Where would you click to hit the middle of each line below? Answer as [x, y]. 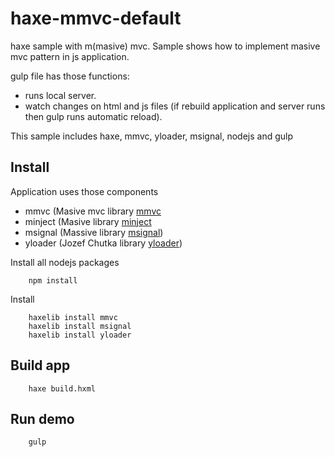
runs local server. [60, 95]
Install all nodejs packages [65, 262]
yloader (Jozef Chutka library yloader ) [103, 243]
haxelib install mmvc [73, 317]
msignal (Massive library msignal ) [94, 232]
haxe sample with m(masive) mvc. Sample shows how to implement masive [165, 46]
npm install [53, 280]
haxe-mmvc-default [96, 18]
